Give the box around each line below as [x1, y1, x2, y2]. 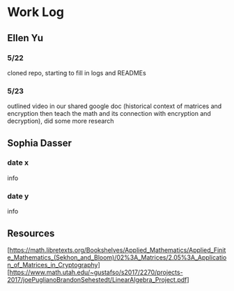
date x [7, 158, 29, 167]
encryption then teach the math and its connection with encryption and [7, 110, 211, 118]
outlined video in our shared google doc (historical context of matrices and [7, 102, 222, 110]
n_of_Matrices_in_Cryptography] [7, 260, 101, 269]
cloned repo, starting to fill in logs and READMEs [7, 68, 146, 77]
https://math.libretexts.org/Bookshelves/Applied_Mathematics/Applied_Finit [9, 246, 226, 254]
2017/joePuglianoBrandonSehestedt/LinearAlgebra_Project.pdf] [7, 275, 189, 283]
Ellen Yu [7, 32, 44, 44]
